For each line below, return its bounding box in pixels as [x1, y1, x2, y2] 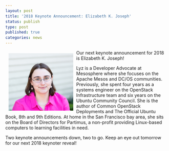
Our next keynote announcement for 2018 [76, 50, 164, 56]
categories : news [5, 35, 43, 40]
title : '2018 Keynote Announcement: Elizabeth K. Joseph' [5, 13, 132, 19]
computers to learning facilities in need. [5, 125, 89, 131]
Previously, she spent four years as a [76, 82, 155, 87]
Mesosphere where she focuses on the [76, 70, 159, 77]
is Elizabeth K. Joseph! [76, 55, 124, 61]
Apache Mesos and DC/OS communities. [76, 76, 163, 82]
